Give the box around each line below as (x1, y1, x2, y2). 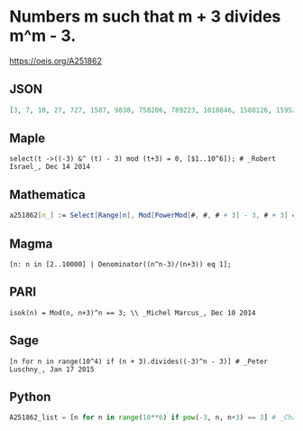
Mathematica (9, 187, 86, 202)
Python (9, 389, 51, 404)
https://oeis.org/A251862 (9, 55, 102, 66)
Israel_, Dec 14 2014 (9, 163, 91, 172)
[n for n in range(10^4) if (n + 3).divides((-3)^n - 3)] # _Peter (9, 357, 269, 366)
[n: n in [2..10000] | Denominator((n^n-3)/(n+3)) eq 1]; (9, 259, 232, 268)
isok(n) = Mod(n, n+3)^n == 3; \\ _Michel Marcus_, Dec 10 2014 (9, 308, 256, 317)
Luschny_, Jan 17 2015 (9, 364, 95, 374)
